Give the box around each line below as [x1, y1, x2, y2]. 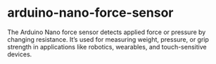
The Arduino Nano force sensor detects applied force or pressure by [7, 28, 206, 36]
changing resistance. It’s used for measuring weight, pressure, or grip [7, 35, 210, 43]
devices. [7, 50, 32, 58]
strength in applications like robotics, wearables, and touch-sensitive [7, 42, 207, 51]
